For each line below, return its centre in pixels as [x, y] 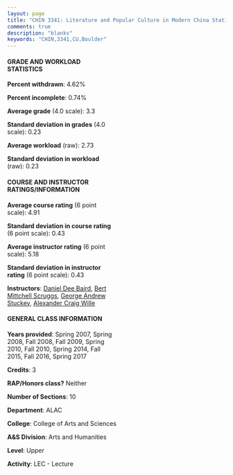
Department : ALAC [35, 410]
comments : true [29, 26]
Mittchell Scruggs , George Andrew [57, 295]
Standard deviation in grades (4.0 [56, 125]
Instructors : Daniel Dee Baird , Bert [57, 288]
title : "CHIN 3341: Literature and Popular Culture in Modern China [108, 20]
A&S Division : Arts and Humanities [57, 437]
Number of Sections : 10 [42, 397]
